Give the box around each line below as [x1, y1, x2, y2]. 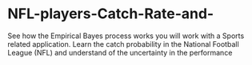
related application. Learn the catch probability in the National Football [7, 39, 239, 48]
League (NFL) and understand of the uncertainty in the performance [7, 48, 233, 57]
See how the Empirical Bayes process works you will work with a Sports [7, 31, 245, 40]
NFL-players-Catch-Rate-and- [7, 5, 214, 23]
